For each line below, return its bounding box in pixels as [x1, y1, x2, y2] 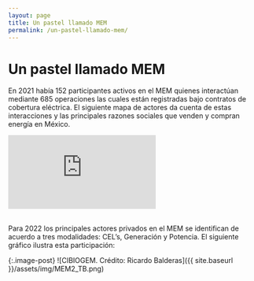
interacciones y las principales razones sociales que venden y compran [8, 111, 240, 120]
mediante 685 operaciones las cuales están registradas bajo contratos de [8, 94, 246, 104]
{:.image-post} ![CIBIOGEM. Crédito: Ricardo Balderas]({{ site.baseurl [8, 256, 234, 265]
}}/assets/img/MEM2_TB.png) [8, 264, 105, 274]
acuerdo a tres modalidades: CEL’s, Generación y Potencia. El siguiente [8, 232, 239, 242]
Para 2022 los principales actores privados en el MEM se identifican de [8, 224, 240, 233]
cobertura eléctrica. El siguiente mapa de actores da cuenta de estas [8, 103, 232, 113]
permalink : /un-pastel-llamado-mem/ [8, 26, 128, 34]
